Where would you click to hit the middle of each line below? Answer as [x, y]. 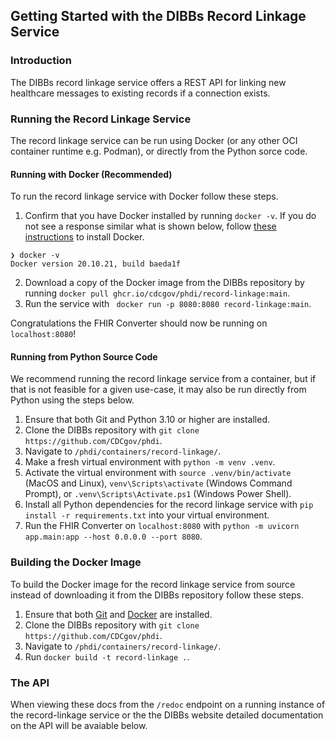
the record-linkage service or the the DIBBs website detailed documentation [167, 715]
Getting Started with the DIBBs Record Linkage [158, 16]
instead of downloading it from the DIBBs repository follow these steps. [157, 595]
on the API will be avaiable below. [79, 725]
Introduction [41, 61]
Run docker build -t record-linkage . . [107, 656]
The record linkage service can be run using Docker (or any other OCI [154, 140]
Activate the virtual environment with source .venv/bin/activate [158, 473]
